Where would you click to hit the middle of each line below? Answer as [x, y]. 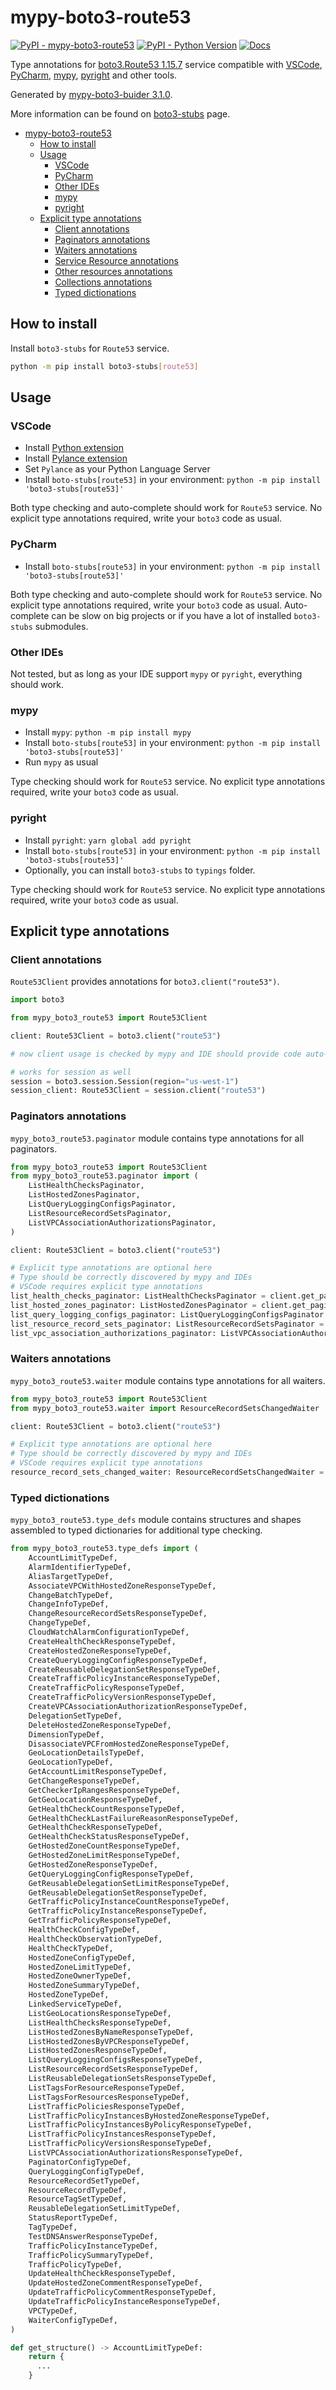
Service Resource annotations [116, 260]
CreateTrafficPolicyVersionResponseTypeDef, [122, 1697]
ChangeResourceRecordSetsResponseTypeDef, [118, 1614]
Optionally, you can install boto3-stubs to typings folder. [140, 870]
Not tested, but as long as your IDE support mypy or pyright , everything [156, 673]
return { [46, 2357]
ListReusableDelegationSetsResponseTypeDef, [122, 2079]
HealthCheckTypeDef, [71, 1948]
